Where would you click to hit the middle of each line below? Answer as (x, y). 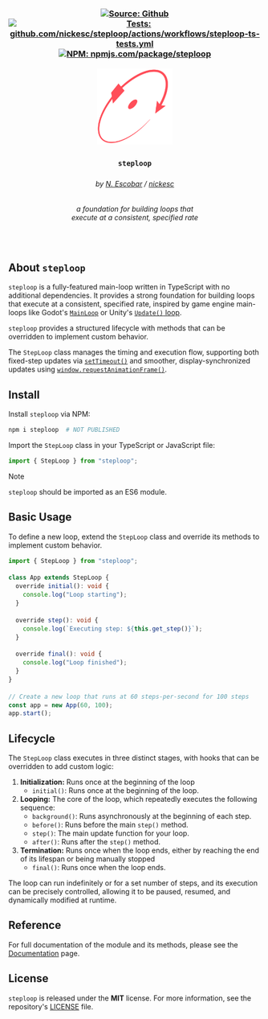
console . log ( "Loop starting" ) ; (75, 595)
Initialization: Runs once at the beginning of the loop (107, 782)
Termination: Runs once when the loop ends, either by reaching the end (139, 851)
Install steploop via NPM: (49, 414)
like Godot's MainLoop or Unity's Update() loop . (105, 313)
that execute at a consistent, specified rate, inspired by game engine (122, 304)
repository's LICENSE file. (51, 1006)
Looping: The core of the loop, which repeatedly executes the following (138, 799)
